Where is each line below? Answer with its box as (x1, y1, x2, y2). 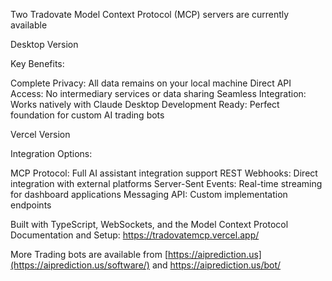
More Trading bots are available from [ (10, 249, 168, 260)
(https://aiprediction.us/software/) (10, 259, 150, 271)
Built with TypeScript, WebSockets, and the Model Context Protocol (10, 219, 289, 230)
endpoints (10, 199, 52, 211)
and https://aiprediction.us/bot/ (151, 259, 282, 271)
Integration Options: (10, 148, 93, 159)
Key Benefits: (10, 58, 65, 69)
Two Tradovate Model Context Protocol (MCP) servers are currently (10, 9, 290, 20)
